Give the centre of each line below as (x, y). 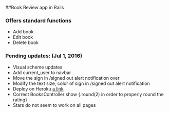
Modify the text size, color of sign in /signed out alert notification (81, 83)
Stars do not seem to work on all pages (54, 105)
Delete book (26, 42)
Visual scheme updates (37, 67)
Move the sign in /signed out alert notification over (66, 78)
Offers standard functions (39, 20)
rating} (20, 100)
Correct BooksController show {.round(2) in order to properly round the (88, 94)
